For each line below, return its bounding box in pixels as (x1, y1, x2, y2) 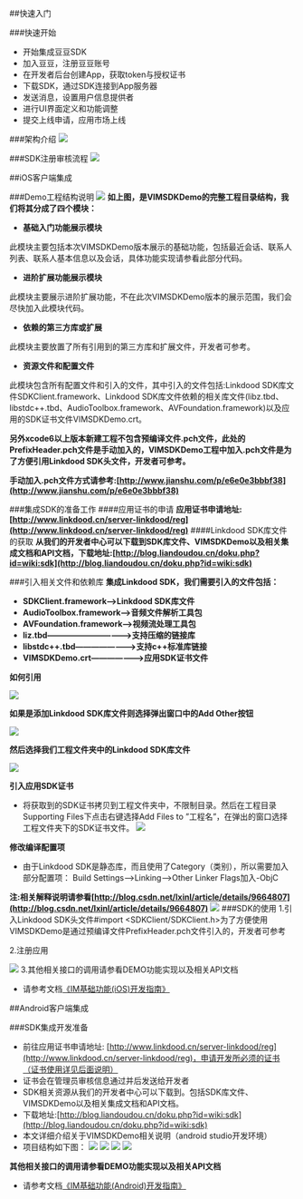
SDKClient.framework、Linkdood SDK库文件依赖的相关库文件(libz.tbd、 (16, 391, 284, 402)
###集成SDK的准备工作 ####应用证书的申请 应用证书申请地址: (9, 504, 242, 514)
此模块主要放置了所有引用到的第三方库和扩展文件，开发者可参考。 (9, 341, 255, 352)
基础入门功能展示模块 (22, 222, 102, 233)
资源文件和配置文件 (22, 361, 95, 371)
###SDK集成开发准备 (9, 1022, 89, 1032)
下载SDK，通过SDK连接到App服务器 (22, 81, 158, 91)
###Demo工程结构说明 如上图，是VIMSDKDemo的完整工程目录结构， (9, 191, 281, 202)
